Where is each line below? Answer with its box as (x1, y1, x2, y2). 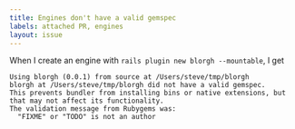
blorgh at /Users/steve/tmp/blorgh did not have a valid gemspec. (9, 81, 266, 90)
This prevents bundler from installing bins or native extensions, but (9, 88, 286, 98)
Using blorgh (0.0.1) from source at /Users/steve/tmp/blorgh (9, 73, 250, 82)
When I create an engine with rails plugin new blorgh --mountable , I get (9, 55, 284, 66)
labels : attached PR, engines (9, 22, 124, 31)
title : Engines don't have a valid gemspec (9, 13, 177, 23)
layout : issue (9, 30, 64, 39)
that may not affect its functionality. (9, 96, 165, 105)
